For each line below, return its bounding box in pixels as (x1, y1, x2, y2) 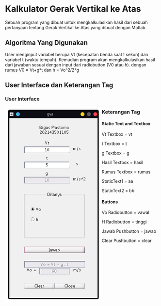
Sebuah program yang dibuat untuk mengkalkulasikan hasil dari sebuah (5, 19, 148, 25)
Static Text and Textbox (101, 120, 151, 127)
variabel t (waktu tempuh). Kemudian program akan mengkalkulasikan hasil (5, 57, 155, 63)
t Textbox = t (101, 141, 127, 146)
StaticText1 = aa (101, 178, 133, 184)
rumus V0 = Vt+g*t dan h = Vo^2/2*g (5, 67, 79, 73)
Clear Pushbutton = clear (101, 238, 152, 243)
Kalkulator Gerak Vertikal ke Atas (5, 3, 142, 15)
